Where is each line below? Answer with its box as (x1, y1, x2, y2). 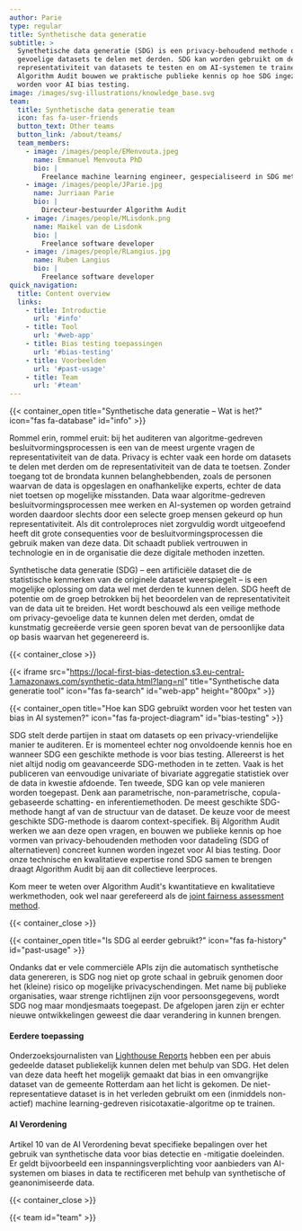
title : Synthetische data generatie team (17, 105, 175, 114)
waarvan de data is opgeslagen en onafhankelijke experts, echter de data (9, 480, 281, 491)
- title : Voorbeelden (25, 356, 106, 365)
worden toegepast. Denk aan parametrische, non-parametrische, (9, 788, 250, 798)
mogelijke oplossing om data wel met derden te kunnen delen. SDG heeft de (9, 584, 291, 594)
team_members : (17, 138, 70, 147)
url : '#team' (32, 381, 83, 390)
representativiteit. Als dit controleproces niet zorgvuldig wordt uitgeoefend (9, 519, 286, 530)
